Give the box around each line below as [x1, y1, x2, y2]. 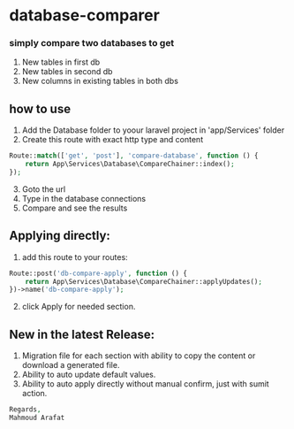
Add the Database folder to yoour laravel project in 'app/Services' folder [21, 125, 285, 135]
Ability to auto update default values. [21, 369, 156, 380]
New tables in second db [21, 66, 113, 77]
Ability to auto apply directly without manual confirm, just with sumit [21, 379, 269, 389]
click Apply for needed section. [21, 302, 136, 312]
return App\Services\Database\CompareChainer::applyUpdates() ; [25, 277, 263, 286]
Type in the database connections [21, 193, 147, 203]
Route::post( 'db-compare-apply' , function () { [9, 269, 188, 278]
